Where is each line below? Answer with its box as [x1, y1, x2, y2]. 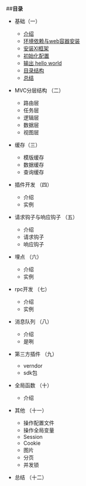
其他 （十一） [14, 407, 47, 414]
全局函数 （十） [14, 382, 53, 389]
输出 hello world [23, 59, 63, 67]
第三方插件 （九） [14, 351, 57, 358]
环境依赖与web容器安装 [23, 38, 80, 44]
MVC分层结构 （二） [14, 87, 64, 94]
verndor [23, 362, 43, 369]
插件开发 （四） [14, 181, 53, 188]
